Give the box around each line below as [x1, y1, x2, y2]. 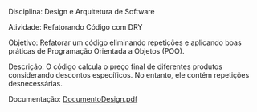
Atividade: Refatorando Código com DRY [8, 22, 143, 31]
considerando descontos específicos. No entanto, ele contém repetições [8, 70, 250, 79]
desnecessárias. [8, 79, 63, 88]
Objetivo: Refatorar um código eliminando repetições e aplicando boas [8, 38, 243, 47]
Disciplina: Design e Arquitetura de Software [8, 7, 155, 16]
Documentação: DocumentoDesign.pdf [8, 94, 138, 103]
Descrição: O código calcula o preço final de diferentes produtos [8, 62, 223, 71]
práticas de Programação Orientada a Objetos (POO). [8, 46, 185, 55]
